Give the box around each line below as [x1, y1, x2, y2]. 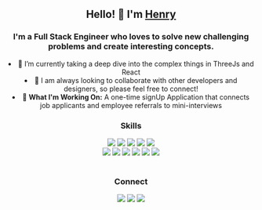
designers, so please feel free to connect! [64, 84, 198, 93]
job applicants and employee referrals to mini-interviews [39, 100, 223, 110]
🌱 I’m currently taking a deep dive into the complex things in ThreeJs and [17, 59, 254, 68]
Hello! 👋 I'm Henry [86, 8, 176, 21]
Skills [120, 120, 142, 131]
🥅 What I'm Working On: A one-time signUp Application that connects [22, 92, 250, 102]
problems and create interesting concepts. [48, 41, 214, 52]
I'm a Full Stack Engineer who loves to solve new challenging [13, 31, 249, 42]
